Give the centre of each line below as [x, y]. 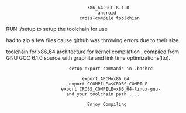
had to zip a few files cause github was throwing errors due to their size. [93, 40]
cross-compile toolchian [110, 18]
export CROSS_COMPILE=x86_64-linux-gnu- [111, 89]
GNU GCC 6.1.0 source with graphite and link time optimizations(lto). [88, 58]
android [107, 13]
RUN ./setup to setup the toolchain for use [57, 29]
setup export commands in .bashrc [111, 69]
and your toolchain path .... [103, 94]
